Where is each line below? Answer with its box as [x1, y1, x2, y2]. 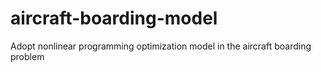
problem [10, 50, 45, 62]
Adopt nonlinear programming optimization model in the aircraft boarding [10, 40, 312, 52]
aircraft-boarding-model [10, 7, 218, 30]
